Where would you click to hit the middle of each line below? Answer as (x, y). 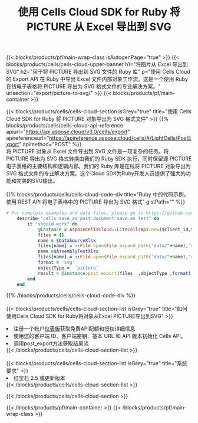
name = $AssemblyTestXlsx (68, 251)
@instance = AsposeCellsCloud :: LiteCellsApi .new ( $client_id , (114, 229)
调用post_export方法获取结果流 (51, 343)
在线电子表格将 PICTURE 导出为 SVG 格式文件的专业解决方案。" (83, 87)
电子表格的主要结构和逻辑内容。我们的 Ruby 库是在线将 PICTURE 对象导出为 (99, 166)
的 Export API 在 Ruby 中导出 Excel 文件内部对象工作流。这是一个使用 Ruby (97, 79)
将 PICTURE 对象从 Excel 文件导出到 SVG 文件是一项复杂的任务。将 (88, 152)
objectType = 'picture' (68, 268)
